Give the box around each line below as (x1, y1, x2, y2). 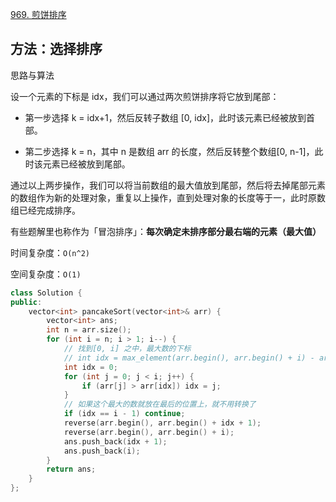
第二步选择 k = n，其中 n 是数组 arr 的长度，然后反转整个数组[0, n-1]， (24, 145, 315, 157)
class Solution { (10, 288, 83, 298)
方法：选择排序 (10, 41, 103, 58)
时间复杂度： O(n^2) (10, 246, 90, 258)
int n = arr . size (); (46, 325, 132, 335)
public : (10, 297, 43, 307)
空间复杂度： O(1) (10, 268, 82, 280)
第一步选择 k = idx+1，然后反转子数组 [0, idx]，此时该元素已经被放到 (24, 111, 307, 123)
